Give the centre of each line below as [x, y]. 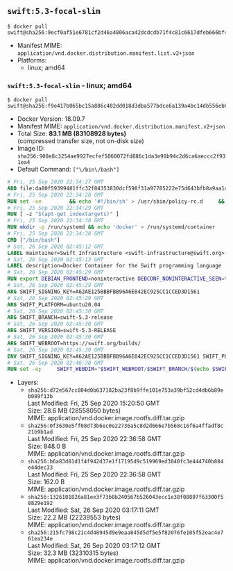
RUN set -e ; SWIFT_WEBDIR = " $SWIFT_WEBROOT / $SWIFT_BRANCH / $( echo [108, 369]
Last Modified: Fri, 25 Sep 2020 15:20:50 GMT [94, 404]
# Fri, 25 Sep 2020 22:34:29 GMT [55, 208]
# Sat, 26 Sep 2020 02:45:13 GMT [55, 259]
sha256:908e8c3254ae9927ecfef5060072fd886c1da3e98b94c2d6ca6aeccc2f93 [121, 156]
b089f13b [40, 397]
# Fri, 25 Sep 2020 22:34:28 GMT [55, 195]
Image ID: [31, 149]
